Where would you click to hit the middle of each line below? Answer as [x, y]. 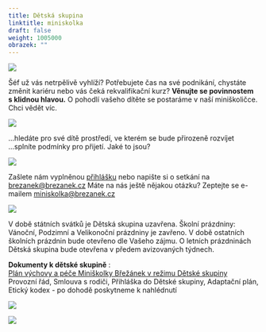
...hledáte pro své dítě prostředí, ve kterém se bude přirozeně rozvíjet [121, 138]
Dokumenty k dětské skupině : [60, 265]
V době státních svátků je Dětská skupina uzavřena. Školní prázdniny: [122, 224]
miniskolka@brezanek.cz [75, 194]
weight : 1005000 [35, 38]
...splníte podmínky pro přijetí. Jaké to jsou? [79, 147]
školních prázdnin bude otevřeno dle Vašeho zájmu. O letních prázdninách [130, 241]
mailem [20, 194]
